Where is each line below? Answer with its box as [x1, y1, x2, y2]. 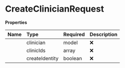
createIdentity [26, 55, 59, 62]
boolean [63, 55, 82, 62]
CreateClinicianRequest [5, 3, 104, 15]
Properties [5, 19, 27, 25]
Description [89, 31, 118, 37]
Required [63, 31, 85, 37]
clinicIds [26, 47, 46, 54]
